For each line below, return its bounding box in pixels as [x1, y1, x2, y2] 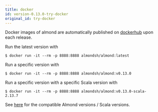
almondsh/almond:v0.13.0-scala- [81, 89, 147, 94]
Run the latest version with [5, 44, 58, 50]
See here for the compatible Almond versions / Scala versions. [5, 102, 130, 108]
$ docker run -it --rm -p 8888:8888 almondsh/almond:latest [5, 53, 130, 58]
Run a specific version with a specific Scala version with [5, 80, 118, 85]
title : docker [5, 7, 34, 12]
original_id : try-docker [5, 16, 55, 21]
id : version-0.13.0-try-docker [5, 12, 69, 16]
